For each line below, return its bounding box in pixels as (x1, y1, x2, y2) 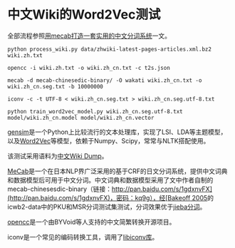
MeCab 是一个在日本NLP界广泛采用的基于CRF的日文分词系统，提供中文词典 (7, 167, 228, 175)
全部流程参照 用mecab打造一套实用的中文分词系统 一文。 (7, 31, 171, 40)
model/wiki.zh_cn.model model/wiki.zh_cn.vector (7, 114, 155, 121)
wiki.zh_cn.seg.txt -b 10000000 (7, 83, 103, 90)
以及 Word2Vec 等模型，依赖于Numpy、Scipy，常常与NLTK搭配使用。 (7, 136, 210, 145)
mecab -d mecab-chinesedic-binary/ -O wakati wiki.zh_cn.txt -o (7, 76, 202, 84)
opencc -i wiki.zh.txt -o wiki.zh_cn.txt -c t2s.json (7, 64, 171, 71)
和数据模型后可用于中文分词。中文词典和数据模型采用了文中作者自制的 (7, 175, 214, 184)
